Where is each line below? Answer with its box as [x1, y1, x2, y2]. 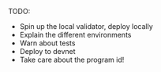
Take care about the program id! [19, 55, 125, 64]
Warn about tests [19, 38, 76, 48]
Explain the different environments [19, 31, 132, 39]
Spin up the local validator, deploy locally [19, 22, 154, 31]
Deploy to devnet [19, 47, 77, 56]
